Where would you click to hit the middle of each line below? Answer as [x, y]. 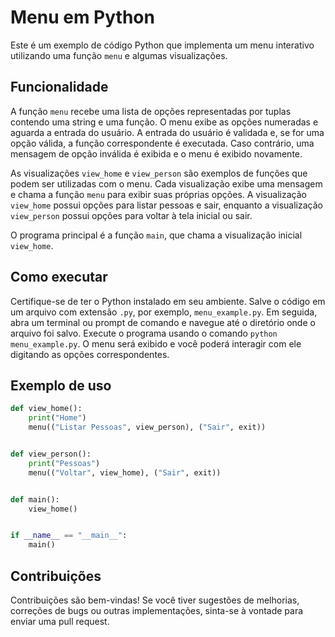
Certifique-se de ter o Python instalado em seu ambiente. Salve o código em [168, 301]
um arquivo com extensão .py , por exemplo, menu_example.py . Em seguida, [164, 312]
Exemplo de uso [61, 385]
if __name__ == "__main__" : [69, 536]
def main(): [35, 499]
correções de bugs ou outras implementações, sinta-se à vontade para [157, 610]
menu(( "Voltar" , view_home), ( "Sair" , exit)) [125, 472]
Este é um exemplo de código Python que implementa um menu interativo [162, 45]
